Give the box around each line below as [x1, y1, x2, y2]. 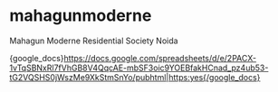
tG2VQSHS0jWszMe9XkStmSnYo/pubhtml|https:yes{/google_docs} [9, 71, 261, 82]
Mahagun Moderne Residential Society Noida [9, 35, 178, 46]
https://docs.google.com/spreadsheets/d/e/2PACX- [63, 52, 256, 63]
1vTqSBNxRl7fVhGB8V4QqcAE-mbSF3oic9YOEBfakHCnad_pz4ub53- [9, 62, 269, 73]
